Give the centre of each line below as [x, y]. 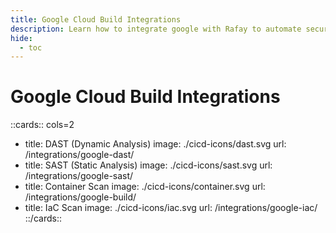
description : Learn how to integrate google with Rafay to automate [156, 29]
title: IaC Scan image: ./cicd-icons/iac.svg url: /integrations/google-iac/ [171, 208]
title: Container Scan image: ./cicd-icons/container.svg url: [145, 187]
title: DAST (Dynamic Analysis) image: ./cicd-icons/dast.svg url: [155, 144]
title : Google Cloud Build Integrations [96, 19]
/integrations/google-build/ [80, 197]
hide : [21, 38]
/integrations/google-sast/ [79, 176]
